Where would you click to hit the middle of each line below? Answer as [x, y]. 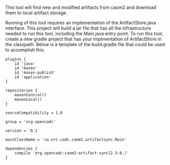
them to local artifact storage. [36, 13]
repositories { [21, 90]
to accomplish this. [25, 50]
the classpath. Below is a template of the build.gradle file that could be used [85, 44]
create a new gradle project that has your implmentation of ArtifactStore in [83, 39]
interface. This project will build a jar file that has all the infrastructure [78, 28]
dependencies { [21, 149]
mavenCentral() [31, 95]
